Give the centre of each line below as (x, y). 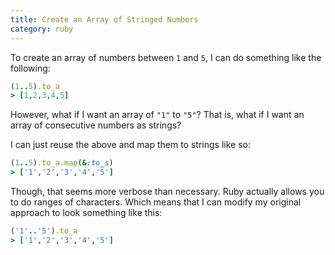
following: (30, 68)
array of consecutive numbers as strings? (96, 125)
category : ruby (42, 29)
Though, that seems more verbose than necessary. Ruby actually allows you (167, 191)
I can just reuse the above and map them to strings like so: (130, 145)
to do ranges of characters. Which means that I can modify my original (156, 202)
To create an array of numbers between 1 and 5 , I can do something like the (166, 57)
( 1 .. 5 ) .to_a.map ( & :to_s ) (62, 163)
